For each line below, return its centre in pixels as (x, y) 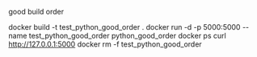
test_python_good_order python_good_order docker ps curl (127, 36)
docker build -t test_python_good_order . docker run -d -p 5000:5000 (124, 27)
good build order (36, 12)
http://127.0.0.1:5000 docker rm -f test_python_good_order (105, 44)
